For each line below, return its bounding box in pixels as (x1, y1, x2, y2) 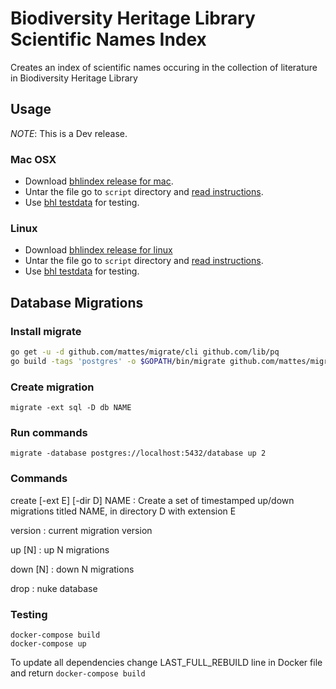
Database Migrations (10, 294, 144, 311)
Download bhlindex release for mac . (24, 175, 174, 187)
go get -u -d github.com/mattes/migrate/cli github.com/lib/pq (10, 347, 280, 357)
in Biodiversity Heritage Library (10, 72, 138, 84)
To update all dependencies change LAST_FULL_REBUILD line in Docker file (10, 656, 323, 668)
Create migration (10, 380, 95, 394)
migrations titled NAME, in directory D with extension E (10, 505, 237, 517)
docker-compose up (10, 638, 87, 649)
